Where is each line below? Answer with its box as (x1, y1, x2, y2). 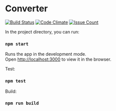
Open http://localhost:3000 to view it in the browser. (5, 56, 112, 62)
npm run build (5, 101, 39, 106)
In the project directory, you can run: (5, 29, 79, 35)
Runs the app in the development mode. (5, 51, 86, 57)
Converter (5, 3, 48, 14)
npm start (5, 41, 29, 47)
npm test (5, 78, 26, 84)
